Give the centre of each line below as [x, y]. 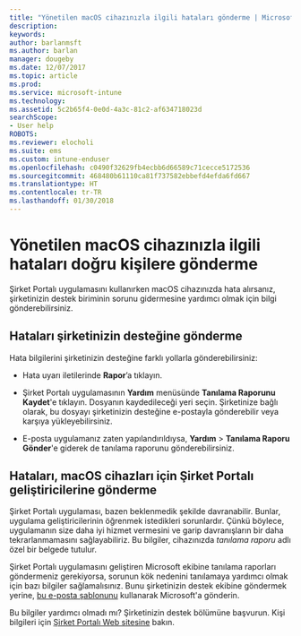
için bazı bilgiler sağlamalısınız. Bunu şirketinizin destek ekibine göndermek [148, 586]
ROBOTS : [24, 134]
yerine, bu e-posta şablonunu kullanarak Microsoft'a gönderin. [125, 596]
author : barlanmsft [46, 43]
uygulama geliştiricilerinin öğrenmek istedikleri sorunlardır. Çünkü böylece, [147, 521]
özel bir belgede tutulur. [53, 550]
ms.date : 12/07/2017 [48, 68]
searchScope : [34, 117]
